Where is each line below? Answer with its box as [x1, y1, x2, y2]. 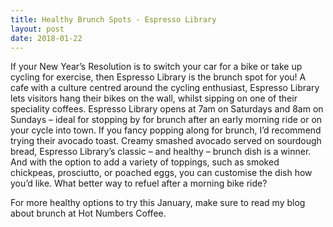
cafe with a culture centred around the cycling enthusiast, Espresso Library [10, 82, 320, 94]
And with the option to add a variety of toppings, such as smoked [10, 156, 280, 168]
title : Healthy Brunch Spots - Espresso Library [10, 14, 217, 25]
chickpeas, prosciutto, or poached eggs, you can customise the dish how [10, 167, 313, 179]
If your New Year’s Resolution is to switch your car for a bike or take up [10, 61, 303, 73]
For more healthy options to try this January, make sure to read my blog [10, 197, 306, 209]
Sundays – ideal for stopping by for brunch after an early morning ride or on [10, 114, 323, 126]
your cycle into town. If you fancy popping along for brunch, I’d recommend [10, 124, 322, 136]
